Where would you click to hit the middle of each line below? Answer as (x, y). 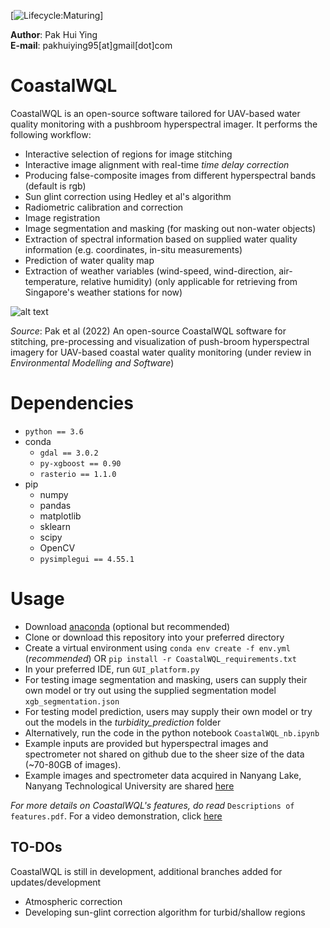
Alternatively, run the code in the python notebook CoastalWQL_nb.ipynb (172, 732)
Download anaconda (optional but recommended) (127, 626)
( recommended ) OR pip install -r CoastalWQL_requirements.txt (160, 658)
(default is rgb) (55, 186)
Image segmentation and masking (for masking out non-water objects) (170, 228)
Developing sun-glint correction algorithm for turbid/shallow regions (165, 912)
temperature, (51, 281)
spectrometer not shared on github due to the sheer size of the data (164, 754)
